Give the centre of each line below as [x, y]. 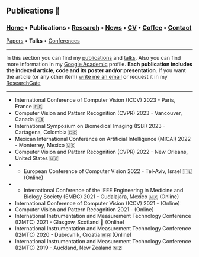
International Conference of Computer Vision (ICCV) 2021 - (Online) [97, 203]
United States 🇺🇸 [37, 158]
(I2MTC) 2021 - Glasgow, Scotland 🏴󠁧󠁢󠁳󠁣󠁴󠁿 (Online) [70, 222]
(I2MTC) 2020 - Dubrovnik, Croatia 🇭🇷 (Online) [73, 234]
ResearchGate [23, 83]
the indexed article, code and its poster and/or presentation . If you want [96, 70]
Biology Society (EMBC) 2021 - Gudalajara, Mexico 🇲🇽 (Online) [101, 197]
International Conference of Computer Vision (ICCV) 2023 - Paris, [95, 100]
